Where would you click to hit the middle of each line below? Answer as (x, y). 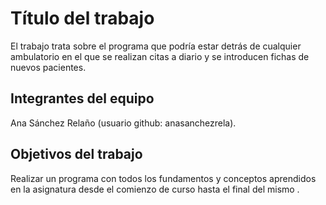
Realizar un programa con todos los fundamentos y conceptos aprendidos (163, 178)
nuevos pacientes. (48, 67)
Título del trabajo (82, 18)
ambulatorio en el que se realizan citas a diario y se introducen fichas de (160, 56)
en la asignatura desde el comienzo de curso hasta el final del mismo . (155, 189)
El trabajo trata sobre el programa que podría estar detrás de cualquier (156, 46)
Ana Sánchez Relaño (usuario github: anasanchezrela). (123, 123)
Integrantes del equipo (82, 98)
